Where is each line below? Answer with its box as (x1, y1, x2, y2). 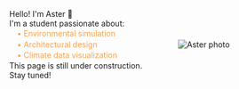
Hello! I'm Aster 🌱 (9, 9, 73, 19)
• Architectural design (17, 39, 98, 50)
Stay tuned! (9, 69, 52, 80)
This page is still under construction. (9, 60, 143, 70)
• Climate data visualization (17, 50, 118, 61)
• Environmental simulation (17, 28, 116, 38)
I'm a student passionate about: (9, 18, 125, 28)
